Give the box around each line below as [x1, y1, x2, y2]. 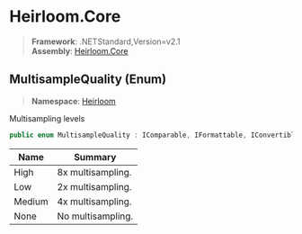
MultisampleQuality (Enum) [9, 72, 167, 87]
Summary [73, 150, 117, 163]
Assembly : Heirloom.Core [31, 45, 129, 56]
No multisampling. [57, 210, 134, 222]
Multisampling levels [9, 112, 85, 123]
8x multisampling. [57, 166, 132, 178]
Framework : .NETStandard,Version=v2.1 [31, 36, 181, 47]
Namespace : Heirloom [31, 95, 117, 106]
